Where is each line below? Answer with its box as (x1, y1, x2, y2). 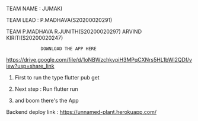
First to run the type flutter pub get (14, 74, 100, 81)
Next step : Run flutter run (14, 85, 78, 93)
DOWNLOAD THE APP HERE (40, 46, 97, 52)
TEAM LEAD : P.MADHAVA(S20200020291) (6, 17, 113, 23)
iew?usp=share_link (6, 62, 55, 69)
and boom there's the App (14, 97, 79, 104)
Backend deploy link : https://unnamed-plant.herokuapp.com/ (6, 109, 157, 115)
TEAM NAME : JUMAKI (6, 5, 62, 12)
